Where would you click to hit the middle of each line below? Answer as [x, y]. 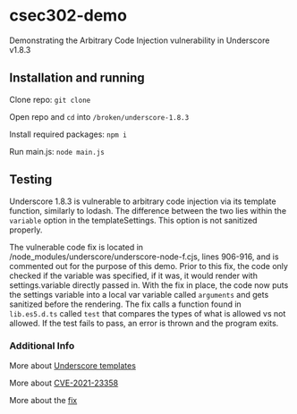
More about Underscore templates [73, 365]
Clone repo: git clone [50, 99]
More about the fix [43, 400]
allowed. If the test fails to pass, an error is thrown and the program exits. [144, 323]
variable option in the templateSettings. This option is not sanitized [133, 220]
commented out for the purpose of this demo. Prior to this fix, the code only [149, 266]
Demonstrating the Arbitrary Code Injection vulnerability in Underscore [140, 40]
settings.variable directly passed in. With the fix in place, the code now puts [149, 285]
